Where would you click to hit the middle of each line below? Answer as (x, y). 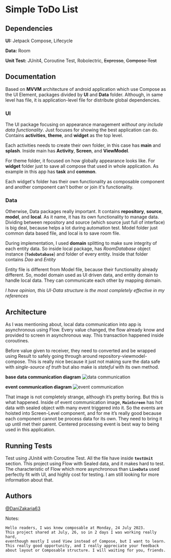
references (17, 296)
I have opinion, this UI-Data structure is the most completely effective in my (85, 291)
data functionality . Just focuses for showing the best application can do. (82, 130)
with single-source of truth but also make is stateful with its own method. (82, 367)
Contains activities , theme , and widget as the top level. (64, 136)
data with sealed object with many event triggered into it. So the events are (84, 408)
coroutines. (17, 341)
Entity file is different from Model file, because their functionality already (82, 270)
